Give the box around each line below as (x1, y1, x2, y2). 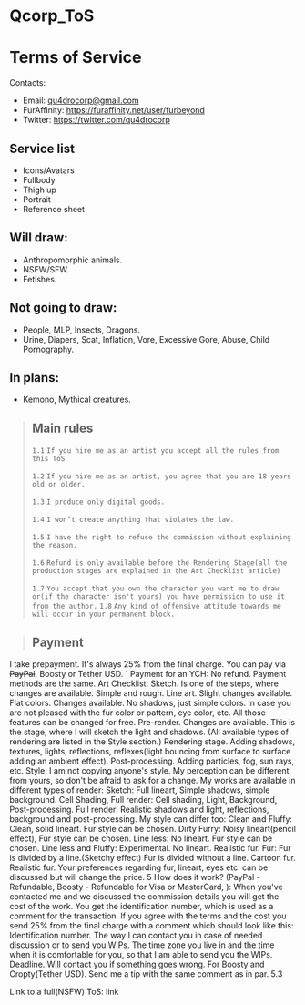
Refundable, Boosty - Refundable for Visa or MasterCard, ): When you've (9, 881, 284, 892)
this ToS (31, 455, 66, 464)
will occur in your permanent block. (31, 610, 176, 620)
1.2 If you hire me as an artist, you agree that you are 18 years (31, 472, 291, 481)
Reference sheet (22, 203, 85, 214)
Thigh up (22, 184, 57, 195)
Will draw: (9, 230, 68, 246)
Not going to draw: (9, 300, 117, 315)
